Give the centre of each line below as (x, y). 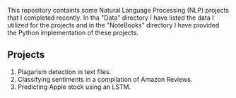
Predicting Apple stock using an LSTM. (74, 87)
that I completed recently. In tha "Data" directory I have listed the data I (111, 18)
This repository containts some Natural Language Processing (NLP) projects (118, 10)
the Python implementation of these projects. (73, 32)
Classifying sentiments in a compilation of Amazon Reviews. (105, 79)
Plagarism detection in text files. (64, 72)
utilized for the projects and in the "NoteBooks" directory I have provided (113, 25)
